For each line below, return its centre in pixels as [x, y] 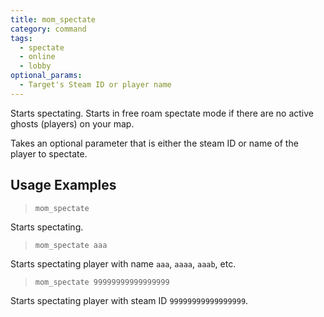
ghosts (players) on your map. [72, 123]
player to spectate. [49, 153]
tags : [21, 38]
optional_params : [46, 76]
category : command [48, 29]
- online [37, 57]
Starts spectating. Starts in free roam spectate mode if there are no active [162, 113]
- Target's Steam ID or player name [95, 85]
